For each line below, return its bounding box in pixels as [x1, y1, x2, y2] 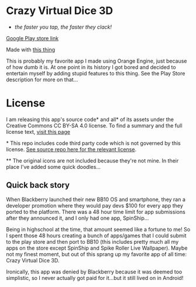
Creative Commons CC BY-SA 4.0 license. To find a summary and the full [6, 122, 183, 129]
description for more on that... [6, 76, 78, 83]
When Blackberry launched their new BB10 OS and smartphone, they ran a [6, 196, 186, 203]
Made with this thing [6, 46, 56, 53]
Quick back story [6, 180, 70, 191]
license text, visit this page [6, 128, 70, 135]
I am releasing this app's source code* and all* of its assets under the [6, 116, 174, 123]
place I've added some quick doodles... [6, 163, 101, 170]
